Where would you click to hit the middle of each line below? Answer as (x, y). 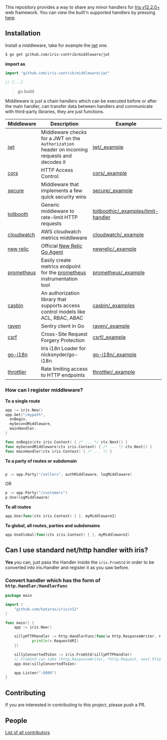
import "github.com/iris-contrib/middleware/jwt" (58, 73)
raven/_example (111, 326)
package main (19, 596)
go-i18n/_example (115, 355)
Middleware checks (64, 132)
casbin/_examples (114, 306)
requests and (56, 156)
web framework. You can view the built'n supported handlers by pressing (80, 12)
